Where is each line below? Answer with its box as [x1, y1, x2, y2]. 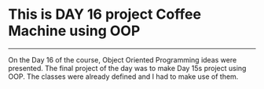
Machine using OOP [8, 22, 141, 40]
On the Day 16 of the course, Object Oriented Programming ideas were [8, 55, 237, 64]
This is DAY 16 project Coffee [8, 5, 202, 23]
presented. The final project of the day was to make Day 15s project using [8, 63, 247, 73]
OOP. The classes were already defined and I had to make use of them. [8, 72, 239, 81]
